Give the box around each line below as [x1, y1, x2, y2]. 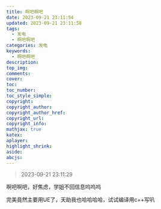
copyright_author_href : [6, 110, 66, 116]
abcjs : [6, 154, 23, 160]
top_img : [6, 64, 28, 71]
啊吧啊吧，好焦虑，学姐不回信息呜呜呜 [6, 183, 101, 190]
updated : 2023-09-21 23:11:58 [6, 20, 82, 26]
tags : [6, 25, 20, 32]
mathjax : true [6, 126, 42, 133]
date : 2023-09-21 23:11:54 [6, 14, 74, 20]
